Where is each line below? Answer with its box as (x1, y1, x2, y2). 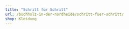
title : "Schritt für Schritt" (5, 7, 68, 12)
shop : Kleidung (5, 16, 37, 21)
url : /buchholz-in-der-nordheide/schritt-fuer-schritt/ (5, 12, 124, 17)
